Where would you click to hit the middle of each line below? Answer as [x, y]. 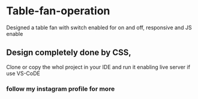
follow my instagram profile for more [61, 89]
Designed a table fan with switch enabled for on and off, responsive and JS [99, 27]
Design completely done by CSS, [69, 53]
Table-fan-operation [58, 11]
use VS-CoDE [23, 73]
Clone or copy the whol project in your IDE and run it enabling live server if [98, 67]
